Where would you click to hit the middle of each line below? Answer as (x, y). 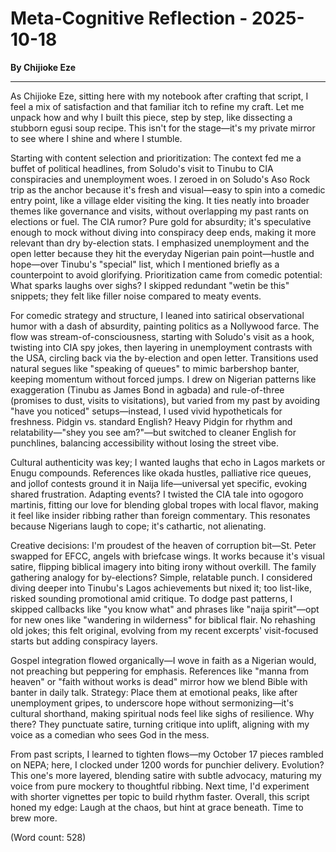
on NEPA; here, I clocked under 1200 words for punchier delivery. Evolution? (167, 764)
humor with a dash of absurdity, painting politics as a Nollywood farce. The (165, 326)
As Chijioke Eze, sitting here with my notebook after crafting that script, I (159, 96)
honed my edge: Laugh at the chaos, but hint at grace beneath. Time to (157, 807)
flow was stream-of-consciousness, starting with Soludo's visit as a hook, (162, 336)
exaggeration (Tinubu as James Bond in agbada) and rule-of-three (147, 389)
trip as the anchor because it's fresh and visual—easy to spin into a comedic (168, 189)
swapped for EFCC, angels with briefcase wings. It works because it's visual (167, 556)
